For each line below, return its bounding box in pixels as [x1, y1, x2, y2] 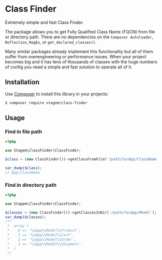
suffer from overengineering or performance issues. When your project [5, 53, 147, 59]
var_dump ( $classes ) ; [5, 214, 47, 219]
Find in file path [5, 128, 43, 135]
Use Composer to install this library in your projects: [5, 91, 109, 97]
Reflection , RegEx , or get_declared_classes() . [5, 39, 97, 45]
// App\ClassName [5, 170, 40, 175]
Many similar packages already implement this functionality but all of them [5, 49, 153, 54]
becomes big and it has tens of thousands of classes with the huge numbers [5, 59, 158, 65]
